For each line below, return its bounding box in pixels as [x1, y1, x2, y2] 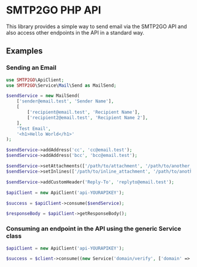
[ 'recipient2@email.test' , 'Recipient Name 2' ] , [27, 115, 148, 121]
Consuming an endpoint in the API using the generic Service [6, 225, 182, 233]
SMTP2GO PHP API [6, 4, 101, 17]
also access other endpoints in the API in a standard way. [6, 29, 145, 36]
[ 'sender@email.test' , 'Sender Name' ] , [16, 98, 114, 104]
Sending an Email [6, 64, 57, 72]
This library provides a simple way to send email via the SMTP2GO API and [6, 23, 188, 30]
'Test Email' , [16, 125, 51, 132]
